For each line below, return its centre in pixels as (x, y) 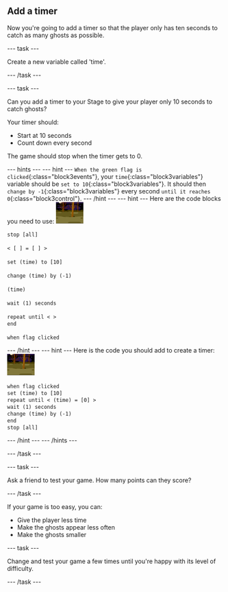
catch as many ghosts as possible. (56, 35)
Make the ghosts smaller (52, 534)
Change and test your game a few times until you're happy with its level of (112, 561)
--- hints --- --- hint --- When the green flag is (75, 169)
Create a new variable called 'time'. (56, 62)
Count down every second (54, 143)
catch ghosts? (27, 108)
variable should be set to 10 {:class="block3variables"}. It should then (107, 184)
